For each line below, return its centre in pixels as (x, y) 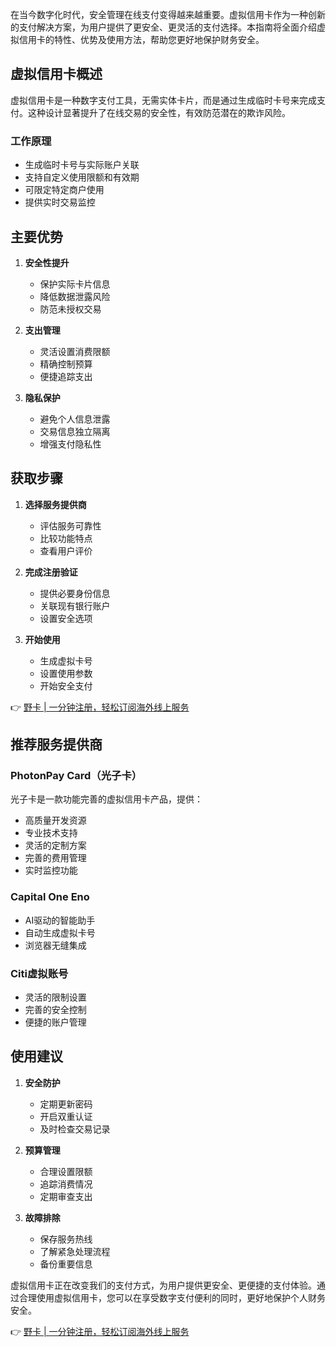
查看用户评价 (66, 550)
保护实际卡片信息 (75, 284)
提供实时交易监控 (60, 202)
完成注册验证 (51, 572)
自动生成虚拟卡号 (60, 932)
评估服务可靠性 (70, 525)
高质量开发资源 (55, 820)
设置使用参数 (66, 673)
